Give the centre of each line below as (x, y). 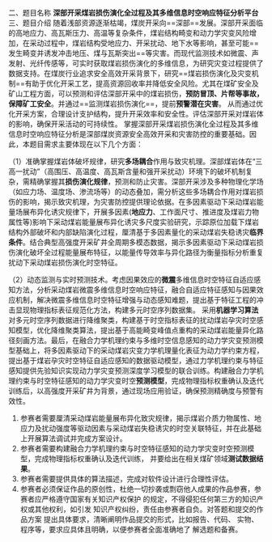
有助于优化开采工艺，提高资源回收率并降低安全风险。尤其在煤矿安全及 (142, 83)
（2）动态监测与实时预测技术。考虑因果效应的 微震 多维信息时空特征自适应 (131, 279)
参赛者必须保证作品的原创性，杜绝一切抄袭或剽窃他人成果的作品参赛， (137, 489)
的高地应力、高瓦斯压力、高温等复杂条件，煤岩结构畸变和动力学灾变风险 (129, 33)
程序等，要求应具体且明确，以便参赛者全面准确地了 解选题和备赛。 (131, 529)
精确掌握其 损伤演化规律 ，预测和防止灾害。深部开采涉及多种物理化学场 (147, 182)
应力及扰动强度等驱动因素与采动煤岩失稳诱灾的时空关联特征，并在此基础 (140, 428)
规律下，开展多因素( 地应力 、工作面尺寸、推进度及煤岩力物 (162, 212)
